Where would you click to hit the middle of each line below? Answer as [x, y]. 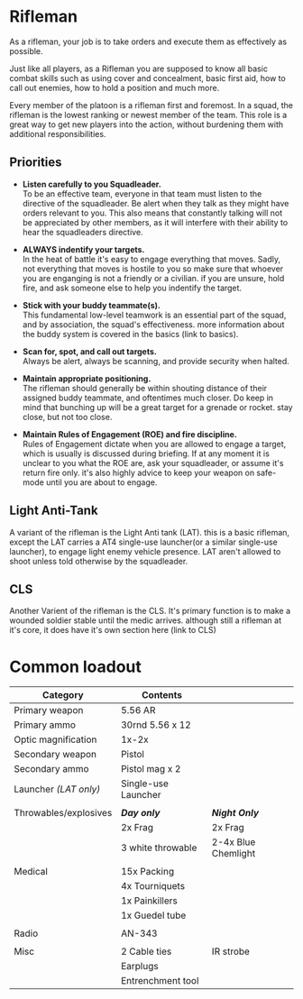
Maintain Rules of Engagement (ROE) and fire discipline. [129, 434]
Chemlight [233, 854]
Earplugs [140, 967]
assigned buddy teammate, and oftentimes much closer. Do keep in [147, 398]
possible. [26, 50]
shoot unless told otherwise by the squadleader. [99, 561]
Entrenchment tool [160, 981]
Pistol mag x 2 [151, 769]
